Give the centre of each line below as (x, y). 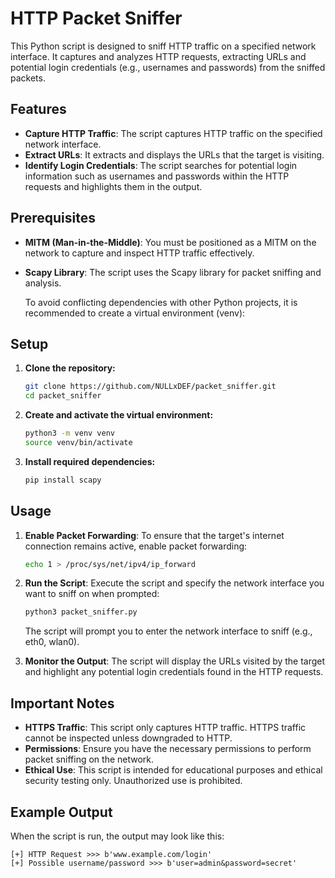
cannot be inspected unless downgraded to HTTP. (128, 738)
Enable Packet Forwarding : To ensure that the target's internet (154, 535)
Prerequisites (53, 218)
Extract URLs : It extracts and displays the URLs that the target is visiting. (174, 154)
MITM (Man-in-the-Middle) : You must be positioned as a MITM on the (170, 242)
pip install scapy (63, 480)
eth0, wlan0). (52, 642)
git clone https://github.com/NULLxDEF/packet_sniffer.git (150, 387)
